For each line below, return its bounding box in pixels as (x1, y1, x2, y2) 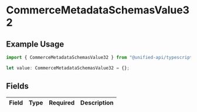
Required (49, 99, 75, 107)
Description (80, 99, 114, 107)
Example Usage (6, 39, 64, 49)
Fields (6, 81, 29, 91)
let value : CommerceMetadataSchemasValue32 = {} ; (6, 65, 130, 71)
